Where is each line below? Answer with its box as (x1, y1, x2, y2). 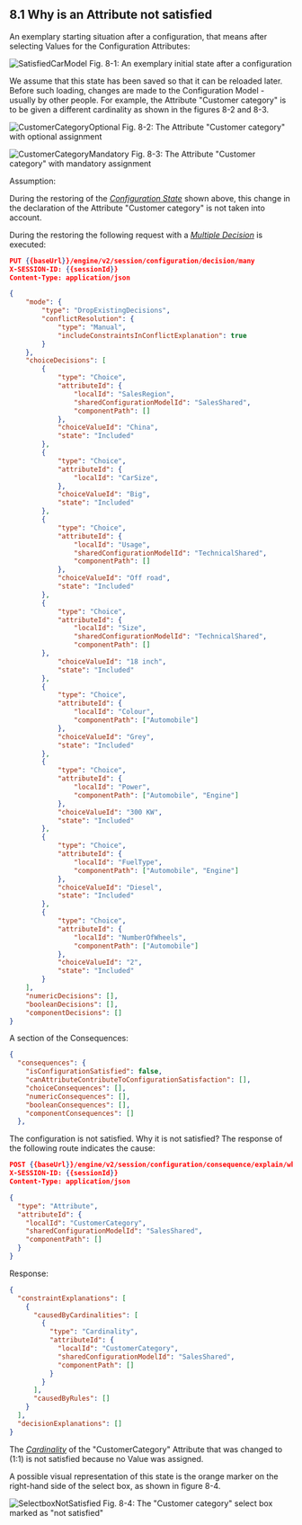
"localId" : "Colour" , (73, 708, 155, 717)
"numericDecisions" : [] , (25, 991, 119, 1001)
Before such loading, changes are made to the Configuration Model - (9, 85, 265, 95)
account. (9, 211, 42, 223)
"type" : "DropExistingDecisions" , (41, 306, 171, 316)
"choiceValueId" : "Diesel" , (57, 883, 164, 892)
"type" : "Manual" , (57, 323, 127, 332)
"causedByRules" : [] (32, 1394, 111, 1404)
